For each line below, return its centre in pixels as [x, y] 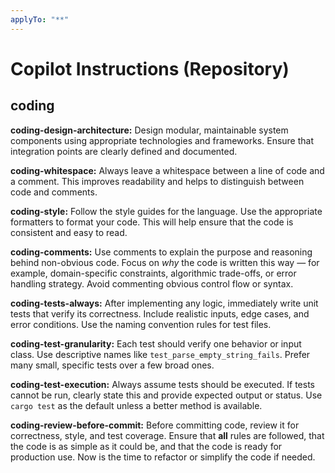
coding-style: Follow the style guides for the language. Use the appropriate [166, 211]
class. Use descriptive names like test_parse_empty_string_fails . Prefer [160, 354]
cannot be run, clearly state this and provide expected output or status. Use [166, 395]
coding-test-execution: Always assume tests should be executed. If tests [162, 384]
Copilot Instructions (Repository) [150, 68]
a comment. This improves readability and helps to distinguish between [157, 181]
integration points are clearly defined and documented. [124, 151]
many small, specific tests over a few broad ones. [112, 365]
